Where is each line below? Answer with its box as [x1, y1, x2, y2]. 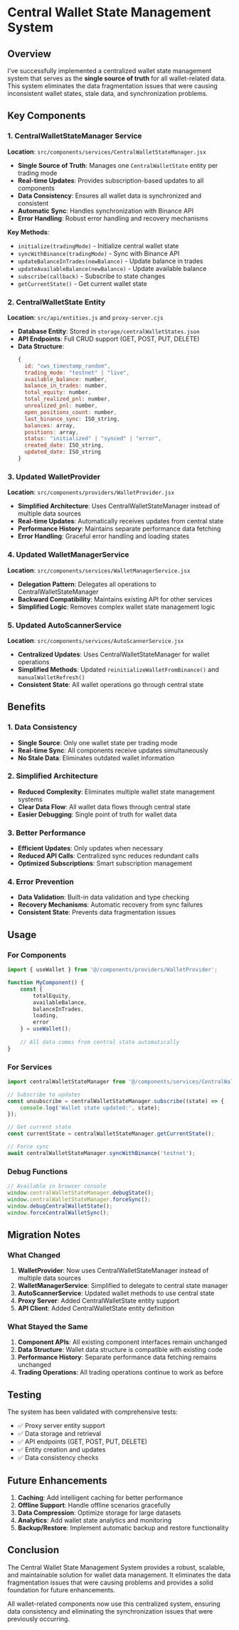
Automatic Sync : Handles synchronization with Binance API [17, 206, 194, 215]
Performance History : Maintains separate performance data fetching [17, 524, 221, 533]
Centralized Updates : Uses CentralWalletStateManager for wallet [17, 650, 210, 659]
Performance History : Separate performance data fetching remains [17, 1353, 217, 1362]
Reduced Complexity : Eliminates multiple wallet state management [17, 787, 216, 796]
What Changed [7, 1250, 60, 1259]
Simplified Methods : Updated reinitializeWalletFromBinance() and [17, 665, 219, 673]
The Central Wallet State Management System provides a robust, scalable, [7, 1562, 225, 1572]
